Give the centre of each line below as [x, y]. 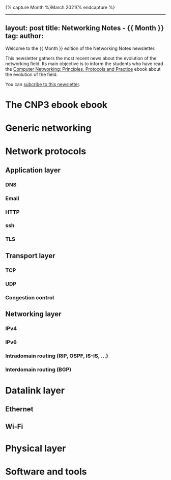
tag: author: [24, 36]
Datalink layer [35, 390]
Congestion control [30, 297]
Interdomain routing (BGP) [38, 370]
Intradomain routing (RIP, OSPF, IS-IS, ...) [57, 356]
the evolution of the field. [32, 74]
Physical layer [36, 448]
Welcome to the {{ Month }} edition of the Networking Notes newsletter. [80, 48]
